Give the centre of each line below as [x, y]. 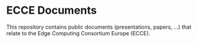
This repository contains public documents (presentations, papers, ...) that [99, 27]
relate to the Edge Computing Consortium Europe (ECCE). [78, 33]
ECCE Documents [51, 10]
